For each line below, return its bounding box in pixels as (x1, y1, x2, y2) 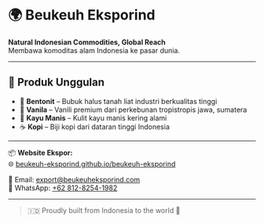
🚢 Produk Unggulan (8, 76, 104, 89)
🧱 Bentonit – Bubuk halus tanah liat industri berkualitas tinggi (19, 96, 218, 106)
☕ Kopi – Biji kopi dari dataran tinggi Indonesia (19, 122, 170, 131)
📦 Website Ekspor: (8, 148, 73, 157)
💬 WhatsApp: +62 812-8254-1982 (8, 183, 118, 192)
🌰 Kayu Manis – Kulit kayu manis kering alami (19, 113, 167, 122)
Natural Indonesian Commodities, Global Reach (8, 37, 167, 47)
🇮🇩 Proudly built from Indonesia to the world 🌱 (27, 205, 181, 215)
